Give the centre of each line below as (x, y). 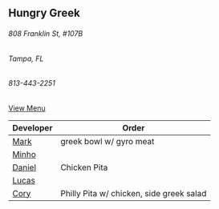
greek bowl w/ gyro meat (107, 141)
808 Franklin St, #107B (46, 33)
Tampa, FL (26, 58)
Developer (32, 127)
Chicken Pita (84, 167)
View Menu (27, 108)
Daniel (24, 167)
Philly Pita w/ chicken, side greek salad (133, 193)
